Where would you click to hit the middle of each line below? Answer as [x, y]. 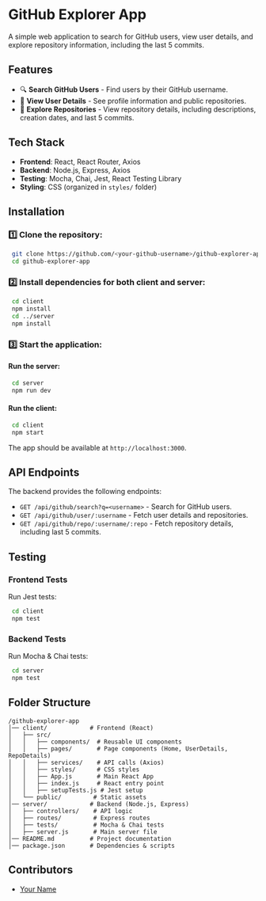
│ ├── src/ [30, 735]
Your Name [38, 889]
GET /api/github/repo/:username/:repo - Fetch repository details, [126, 523]
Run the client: [33, 409]
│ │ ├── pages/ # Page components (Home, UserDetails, [118, 749]
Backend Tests [37, 639]
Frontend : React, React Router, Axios [80, 162]
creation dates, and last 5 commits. [77, 117]
